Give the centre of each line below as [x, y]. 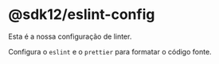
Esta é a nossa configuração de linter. [70, 36]
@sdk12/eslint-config [82, 15]
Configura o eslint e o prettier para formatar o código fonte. [110, 51]
